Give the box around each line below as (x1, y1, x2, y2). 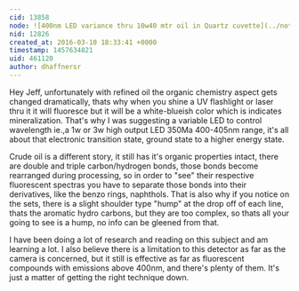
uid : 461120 (9, 54, 53, 63)
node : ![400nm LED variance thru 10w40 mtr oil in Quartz (9, 21, 229, 30)
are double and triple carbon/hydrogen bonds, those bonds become (9, 161, 259, 171)
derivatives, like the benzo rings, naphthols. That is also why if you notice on (9, 188, 290, 200)
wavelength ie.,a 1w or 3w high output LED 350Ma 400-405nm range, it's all (9, 124, 289, 135)
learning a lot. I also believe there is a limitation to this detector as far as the (9, 243, 287, 254)
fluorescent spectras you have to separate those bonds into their (9, 179, 247, 190)
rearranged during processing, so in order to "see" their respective (9, 169, 255, 180)
